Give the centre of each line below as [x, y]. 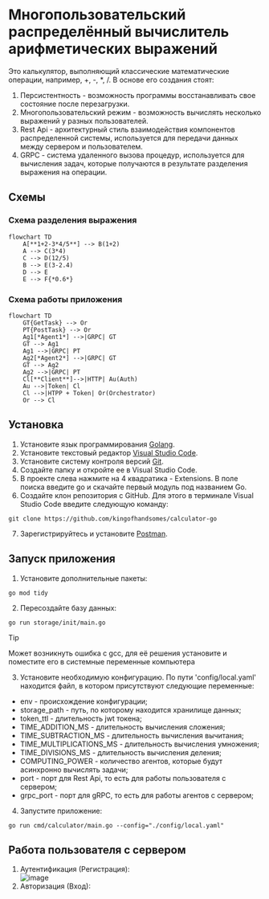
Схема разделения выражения [73, 220]
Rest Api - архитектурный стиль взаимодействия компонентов [127, 129]
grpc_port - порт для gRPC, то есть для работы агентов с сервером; [137, 795]
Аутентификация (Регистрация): [75, 869]
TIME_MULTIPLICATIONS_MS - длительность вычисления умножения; [139, 744]
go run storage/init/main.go [57, 623]
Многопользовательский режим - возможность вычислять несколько [141, 112]
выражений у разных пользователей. [84, 121]
